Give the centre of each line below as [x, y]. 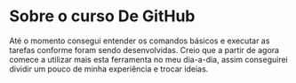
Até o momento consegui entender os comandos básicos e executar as [140, 41]
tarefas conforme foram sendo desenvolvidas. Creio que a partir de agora [144, 49]
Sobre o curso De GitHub [102, 16]
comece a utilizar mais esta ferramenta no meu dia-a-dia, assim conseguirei [148, 59]
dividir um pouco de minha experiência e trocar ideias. [109, 69]
